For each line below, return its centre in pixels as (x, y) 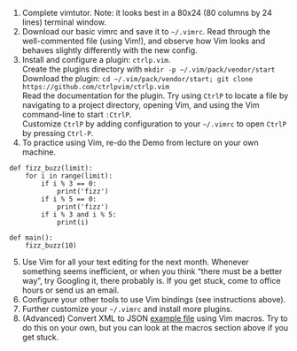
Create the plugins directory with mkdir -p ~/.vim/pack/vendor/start (148, 69)
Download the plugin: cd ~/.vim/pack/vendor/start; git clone (137, 78)
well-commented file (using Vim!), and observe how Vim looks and (144, 41)
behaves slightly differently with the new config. (109, 50)
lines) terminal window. (64, 22)
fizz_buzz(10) (51, 246)
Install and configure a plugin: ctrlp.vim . (96, 60)
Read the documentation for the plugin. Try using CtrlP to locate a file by (155, 95)
